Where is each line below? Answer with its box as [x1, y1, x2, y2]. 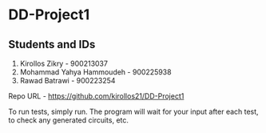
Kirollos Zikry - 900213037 [19, 58, 108, 68]
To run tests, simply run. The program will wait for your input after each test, [8, 107, 259, 116]
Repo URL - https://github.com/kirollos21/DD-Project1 [8, 91, 185, 101]
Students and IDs [8, 38, 96, 51]
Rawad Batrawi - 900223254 [19, 76, 116, 85]
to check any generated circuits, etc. [8, 115, 129, 125]
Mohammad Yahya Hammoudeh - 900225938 [19, 67, 172, 77]
